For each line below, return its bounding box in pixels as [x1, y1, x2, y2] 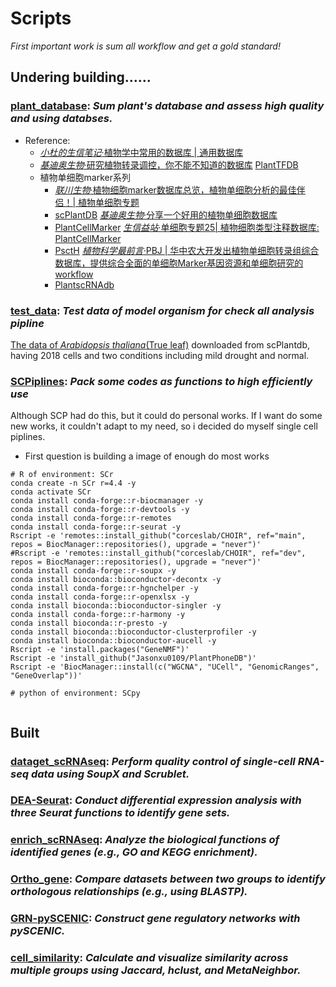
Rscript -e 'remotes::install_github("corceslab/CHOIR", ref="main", [10, 531, 307, 541]
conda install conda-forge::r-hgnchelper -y [10, 583, 199, 594]
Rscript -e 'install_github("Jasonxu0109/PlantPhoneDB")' [10, 653, 257, 664]
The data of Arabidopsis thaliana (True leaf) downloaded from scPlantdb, [10, 338, 311, 351]
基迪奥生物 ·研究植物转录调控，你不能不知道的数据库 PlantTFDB [39, 158, 299, 171]
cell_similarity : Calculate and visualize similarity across [10, 951, 289, 965]
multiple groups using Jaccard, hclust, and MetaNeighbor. [10, 963, 302, 977]
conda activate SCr [10, 487, 92, 497]
